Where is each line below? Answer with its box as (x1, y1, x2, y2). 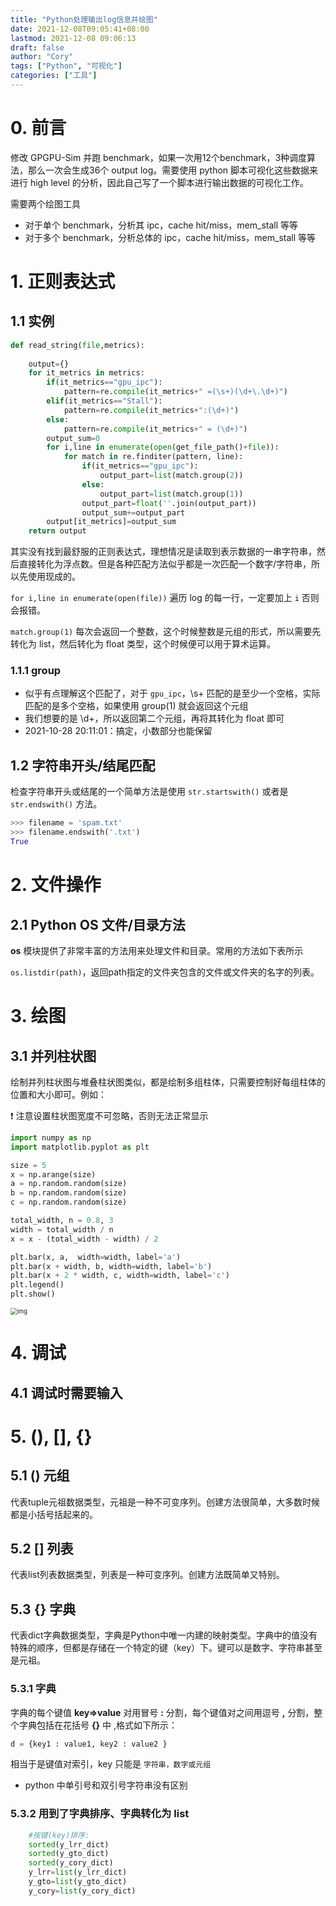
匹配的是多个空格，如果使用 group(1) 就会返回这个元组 (24, 700, 249, 712)
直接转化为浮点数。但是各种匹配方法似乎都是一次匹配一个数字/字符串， (18, 558, 312, 570)
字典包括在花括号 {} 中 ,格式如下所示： (18, 1719, 178, 1731)
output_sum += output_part (81, 507, 186, 518)
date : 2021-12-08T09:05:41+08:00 (10, 24, 150, 34)
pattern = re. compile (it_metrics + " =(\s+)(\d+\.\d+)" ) (63, 387, 288, 397)
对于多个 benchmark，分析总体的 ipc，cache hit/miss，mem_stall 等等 (24, 231, 317, 243)
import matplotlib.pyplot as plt (10, 1142, 150, 1152)
